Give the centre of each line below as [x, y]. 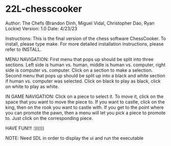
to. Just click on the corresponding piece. [49, 118]
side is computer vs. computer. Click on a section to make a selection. [79, 70]
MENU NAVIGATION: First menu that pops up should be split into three [79, 59]
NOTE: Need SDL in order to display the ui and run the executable [74, 138]
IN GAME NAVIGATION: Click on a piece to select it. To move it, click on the [84, 96]
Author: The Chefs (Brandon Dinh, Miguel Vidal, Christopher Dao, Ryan [80, 23]
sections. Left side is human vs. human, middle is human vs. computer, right [85, 65]
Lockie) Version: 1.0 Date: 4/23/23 [41, 28]
